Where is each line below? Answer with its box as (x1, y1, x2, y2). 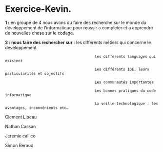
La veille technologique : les (94, 101, 159, 106)
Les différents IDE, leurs (94, 67, 150, 72)
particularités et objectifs (5, 71, 64, 76)
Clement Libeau (5, 114, 37, 120)
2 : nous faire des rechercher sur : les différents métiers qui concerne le (5, 39, 151, 45)
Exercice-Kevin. (5, 3, 72, 15)
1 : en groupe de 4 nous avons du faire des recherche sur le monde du (5, 20, 146, 25)
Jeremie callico (5, 133, 36, 139)
